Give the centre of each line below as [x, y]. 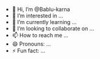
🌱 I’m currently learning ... [44, 22]
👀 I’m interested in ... [38, 16]
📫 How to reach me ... [40, 35]
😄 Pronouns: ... [32, 44]
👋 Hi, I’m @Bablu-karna [41, 9]
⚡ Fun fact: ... [28, 51]
